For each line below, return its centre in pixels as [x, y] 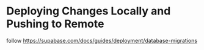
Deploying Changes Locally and [89, 11]
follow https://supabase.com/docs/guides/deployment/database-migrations [102, 40]
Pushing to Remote [55, 24]
